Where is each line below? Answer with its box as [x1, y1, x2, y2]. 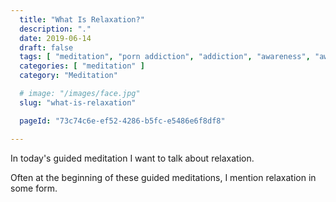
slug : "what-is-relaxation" [19, 97, 137, 108]
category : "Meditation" [19, 71, 118, 81]
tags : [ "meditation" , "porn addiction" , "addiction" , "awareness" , [19, 52, 311, 62]
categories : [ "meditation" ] [19, 61, 145, 71]
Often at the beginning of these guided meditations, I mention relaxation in [10, 171, 317, 183]
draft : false [19, 42, 74, 53]
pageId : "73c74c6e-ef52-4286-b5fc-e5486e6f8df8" [19, 116, 226, 126]
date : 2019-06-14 [19, 33, 92, 43]
